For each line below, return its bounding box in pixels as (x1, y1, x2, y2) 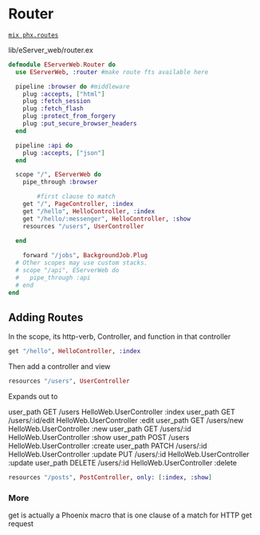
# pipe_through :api (15, 273, 91, 282)
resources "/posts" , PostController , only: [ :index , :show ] (8, 474, 213, 481)
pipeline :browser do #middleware (15, 82, 130, 90)
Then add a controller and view (8, 362, 111, 371)
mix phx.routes (8, 31, 59, 39)
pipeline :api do (15, 141, 73, 149)
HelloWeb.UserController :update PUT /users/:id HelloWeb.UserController (8, 450, 250, 459)
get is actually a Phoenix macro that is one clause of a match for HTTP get (8, 510, 253, 520)
